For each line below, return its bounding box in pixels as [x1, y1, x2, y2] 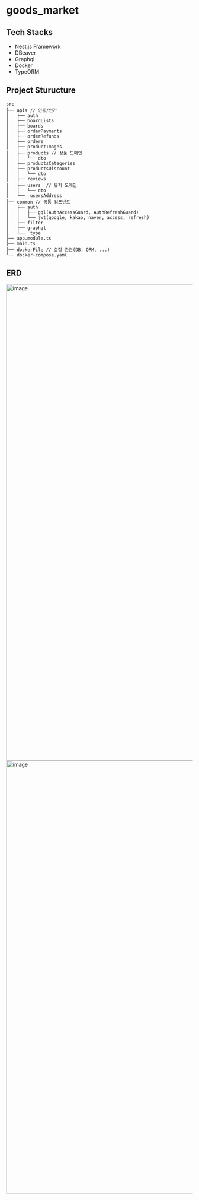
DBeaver [14, 49, 37, 56]
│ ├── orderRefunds [6, 133, 60, 139]
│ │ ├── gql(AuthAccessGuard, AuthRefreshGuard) [6, 209, 139, 215]
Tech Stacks [6, 27, 53, 37]
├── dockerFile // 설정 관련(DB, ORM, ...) [6, 247, 110, 253]
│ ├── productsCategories [6, 160, 76, 166]
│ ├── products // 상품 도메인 [6, 150, 83, 156]
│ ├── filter [6, 220, 44, 226]
